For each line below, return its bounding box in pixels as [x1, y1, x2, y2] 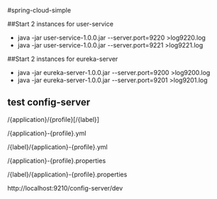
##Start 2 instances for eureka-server [7, 55, 118, 63]
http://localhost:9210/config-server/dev [7, 183, 123, 192]
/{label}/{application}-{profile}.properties [7, 170, 128, 178]
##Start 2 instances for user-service [7, 20, 113, 28]
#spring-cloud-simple [7, 6, 72, 14]
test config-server [7, 96, 91, 108]
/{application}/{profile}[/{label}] [7, 115, 99, 123]
